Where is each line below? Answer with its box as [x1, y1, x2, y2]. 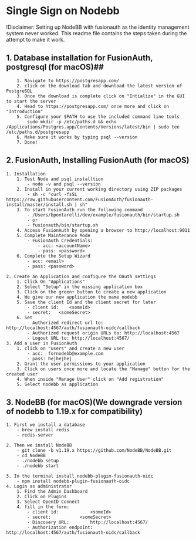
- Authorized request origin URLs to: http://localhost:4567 [27, 330, 180, 336]
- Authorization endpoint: [27, 525, 93, 530]
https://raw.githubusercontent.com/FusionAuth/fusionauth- [6, 197, 154, 202]
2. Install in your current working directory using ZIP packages [16, 186, 183, 192]
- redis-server [16, 432, 54, 438]
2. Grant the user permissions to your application [16, 361, 146, 367]
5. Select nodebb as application [16, 381, 99, 387]
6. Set [16, 315, 33, 320]
